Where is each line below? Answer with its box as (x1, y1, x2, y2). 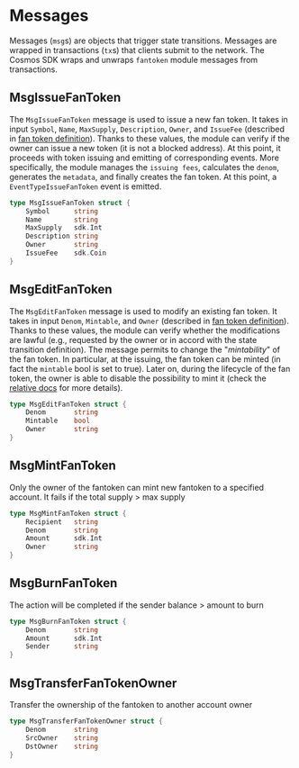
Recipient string (25, 517, 99, 527)
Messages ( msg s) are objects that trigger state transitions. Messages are (9, 35, 277, 46)
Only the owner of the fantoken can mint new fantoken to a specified (9, 482, 264, 492)
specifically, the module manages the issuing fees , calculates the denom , (9, 161, 279, 172)
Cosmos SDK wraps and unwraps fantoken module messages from (9, 54, 258, 65)
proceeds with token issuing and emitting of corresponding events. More (9, 152, 279, 163)
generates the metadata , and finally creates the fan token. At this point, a (9, 171, 277, 182)
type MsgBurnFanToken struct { (9, 617, 127, 626)
